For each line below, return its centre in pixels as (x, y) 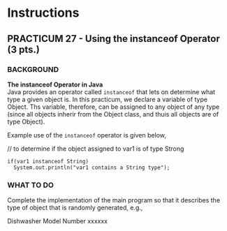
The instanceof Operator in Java (55, 84)
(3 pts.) (23, 49)
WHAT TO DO (31, 185)
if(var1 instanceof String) (48, 161)
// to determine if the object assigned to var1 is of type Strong (96, 149)
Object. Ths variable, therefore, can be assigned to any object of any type (113, 107)
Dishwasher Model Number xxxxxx (58, 221)
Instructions (43, 13)
